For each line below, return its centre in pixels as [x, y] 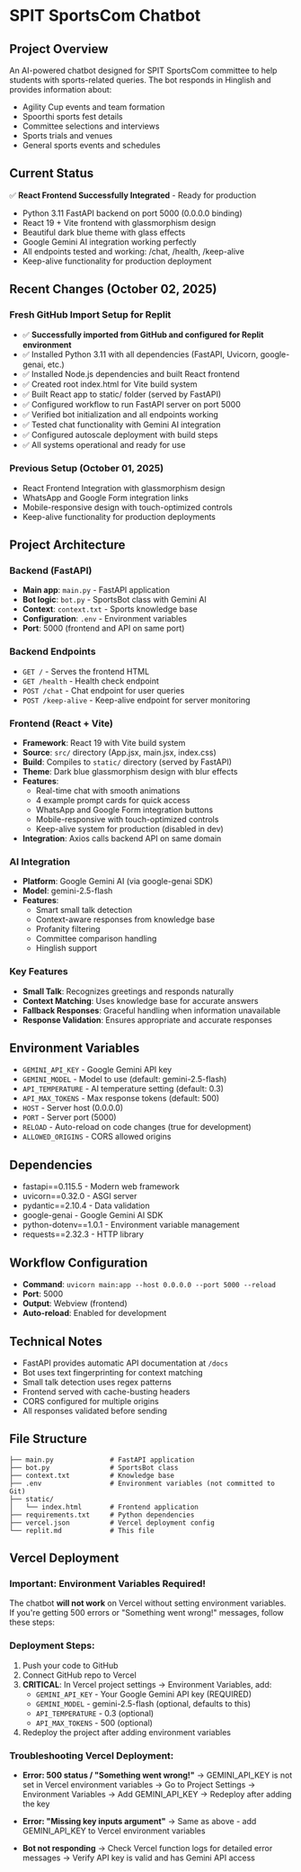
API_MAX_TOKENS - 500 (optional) [94, 1723]
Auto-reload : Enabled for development [94, 1313]
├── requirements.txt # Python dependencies [102, 1515]
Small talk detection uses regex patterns [97, 1382]
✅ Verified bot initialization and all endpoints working [120, 414]
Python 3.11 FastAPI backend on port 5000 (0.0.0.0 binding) [132, 213]
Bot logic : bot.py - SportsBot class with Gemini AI [114, 600]
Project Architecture [67, 545]
